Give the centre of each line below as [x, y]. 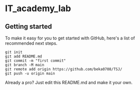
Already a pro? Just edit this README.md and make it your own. [69, 82]
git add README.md [23, 56]
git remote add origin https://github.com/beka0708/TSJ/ [64, 69]
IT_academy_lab [38, 9]
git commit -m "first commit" [36, 61]
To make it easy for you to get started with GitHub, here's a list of [70, 38]
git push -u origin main [30, 73]
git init [14, 52]
